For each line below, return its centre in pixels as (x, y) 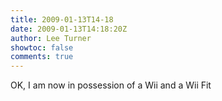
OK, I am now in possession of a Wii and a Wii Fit (111, 85)
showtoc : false (42, 47)
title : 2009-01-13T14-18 (62, 19)
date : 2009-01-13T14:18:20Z (69, 29)
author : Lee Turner (51, 38)
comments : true (42, 57)
